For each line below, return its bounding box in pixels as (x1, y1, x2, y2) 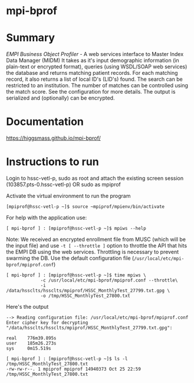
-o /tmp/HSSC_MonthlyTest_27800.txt (40, 293, 131, 299)
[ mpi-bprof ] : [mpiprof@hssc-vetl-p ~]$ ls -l (6, 356, 128, 362)
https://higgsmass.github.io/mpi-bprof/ (6, 134, 101, 142)
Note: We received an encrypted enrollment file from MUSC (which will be (6, 236, 186, 243)
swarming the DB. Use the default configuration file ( (6, 255, 134, 262)
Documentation (6, 115, 84, 128)
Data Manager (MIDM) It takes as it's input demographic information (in (6, 57, 179, 64)
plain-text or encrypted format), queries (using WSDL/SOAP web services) (6, 63, 188, 70)
